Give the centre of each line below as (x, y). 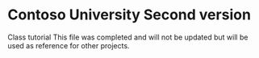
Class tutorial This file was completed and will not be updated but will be (128, 37)
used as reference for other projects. (69, 45)
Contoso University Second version (129, 15)
